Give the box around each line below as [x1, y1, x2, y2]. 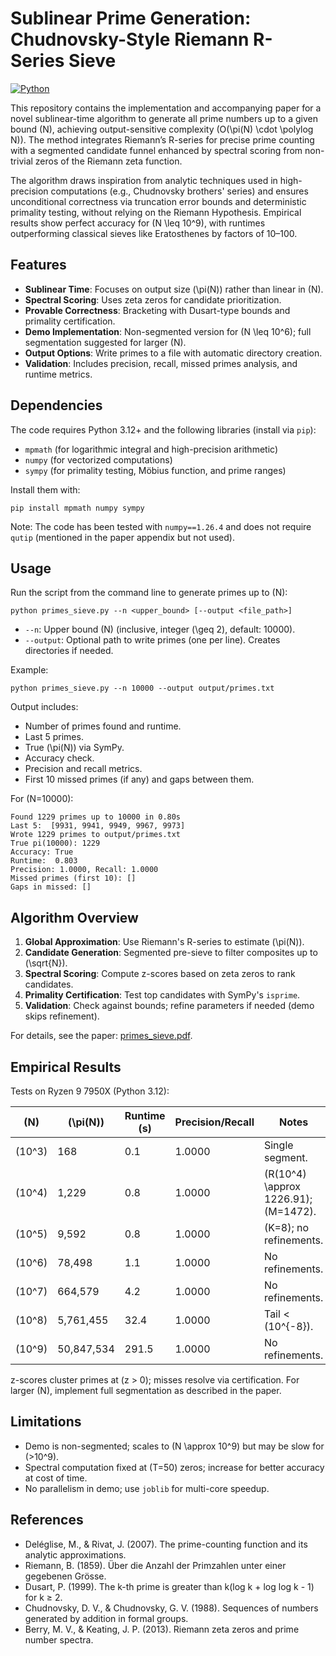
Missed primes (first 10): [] [10, 873, 137, 884]
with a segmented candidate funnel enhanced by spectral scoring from [10, 144, 303, 156]
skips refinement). [24, 1010, 100, 1022]
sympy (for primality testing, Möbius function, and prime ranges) [24, 464, 287, 476]
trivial [10, 155, 33, 167]
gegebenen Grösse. [24, 1570, 107, 1582]
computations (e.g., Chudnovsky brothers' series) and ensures [50, 185, 309, 197]
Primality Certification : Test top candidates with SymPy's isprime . [24, 989, 301, 1001]
